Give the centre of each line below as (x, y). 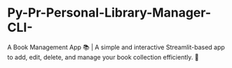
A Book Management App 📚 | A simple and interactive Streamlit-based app (116, 47)
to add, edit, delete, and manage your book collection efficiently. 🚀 (103, 57)
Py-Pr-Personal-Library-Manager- (109, 13)
